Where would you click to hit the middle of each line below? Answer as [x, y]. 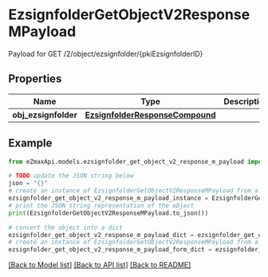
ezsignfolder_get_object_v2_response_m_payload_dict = [101, 235]
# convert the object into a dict [66, 228]
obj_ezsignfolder [45, 115]
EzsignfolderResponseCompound [151, 115]
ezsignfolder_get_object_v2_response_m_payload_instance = [108, 198]
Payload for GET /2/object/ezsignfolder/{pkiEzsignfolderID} [106, 53]
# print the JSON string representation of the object [101, 205]
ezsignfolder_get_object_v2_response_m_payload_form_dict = [110, 250]
